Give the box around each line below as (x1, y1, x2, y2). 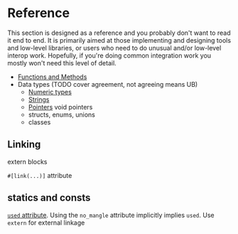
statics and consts (7, 192, 91, 204)
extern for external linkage (7, 218, 85, 227)
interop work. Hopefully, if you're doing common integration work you (7, 51, 212, 60)
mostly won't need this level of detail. (7, 58, 117, 67)
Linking (7, 139, 41, 151)
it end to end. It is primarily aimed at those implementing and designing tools (7, 36, 232, 44)
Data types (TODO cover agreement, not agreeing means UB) (17, 80, 198, 88)
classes (28, 117, 51, 126)
